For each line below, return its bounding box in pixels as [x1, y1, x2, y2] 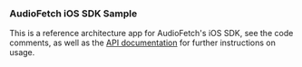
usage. [9, 47, 35, 58]
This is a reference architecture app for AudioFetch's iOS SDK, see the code [9, 28, 294, 39]
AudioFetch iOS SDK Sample [9, 7, 138, 20]
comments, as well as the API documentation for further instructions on [9, 37, 277, 48]
